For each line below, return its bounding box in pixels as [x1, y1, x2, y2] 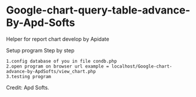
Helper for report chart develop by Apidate [6, 35, 109, 42]
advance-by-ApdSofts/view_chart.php [6, 68, 96, 74]
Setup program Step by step [6, 46, 75, 53]
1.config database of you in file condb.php [6, 58, 117, 64]
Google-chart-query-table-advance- [6, 4, 191, 17]
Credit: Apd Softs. [6, 83, 49, 91]
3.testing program [6, 73, 51, 79]
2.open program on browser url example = [6, 63, 109, 69]
